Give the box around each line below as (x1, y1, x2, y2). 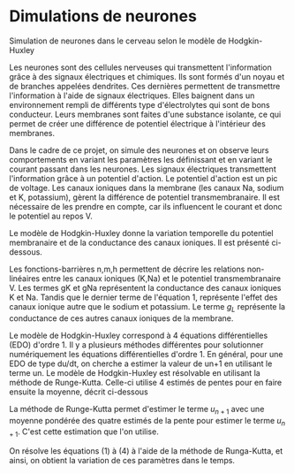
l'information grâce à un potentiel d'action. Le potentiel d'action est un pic (9, 172, 278, 183)
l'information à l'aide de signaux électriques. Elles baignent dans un (9, 90, 255, 101)
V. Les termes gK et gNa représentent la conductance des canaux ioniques (9, 282, 282, 293)
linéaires (9, 272, 41, 284)
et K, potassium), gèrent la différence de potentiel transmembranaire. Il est (9, 192, 281, 203)
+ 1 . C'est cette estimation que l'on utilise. (9, 426, 159, 440)
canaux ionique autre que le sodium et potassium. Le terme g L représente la (9, 301, 285, 314)
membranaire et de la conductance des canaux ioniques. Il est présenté (9, 237, 270, 248)
